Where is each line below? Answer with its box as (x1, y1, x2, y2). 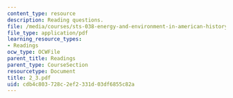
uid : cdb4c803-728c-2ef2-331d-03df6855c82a (7, 81, 135, 88)
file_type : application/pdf (7, 29, 89, 37)
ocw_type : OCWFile (7, 49, 60, 56)
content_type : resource (7, 10, 76, 17)
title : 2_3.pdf (7, 74, 51, 81)
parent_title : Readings (7, 55, 76, 62)
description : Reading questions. (7, 17, 104, 23)
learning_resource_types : (7, 36, 82, 43)
